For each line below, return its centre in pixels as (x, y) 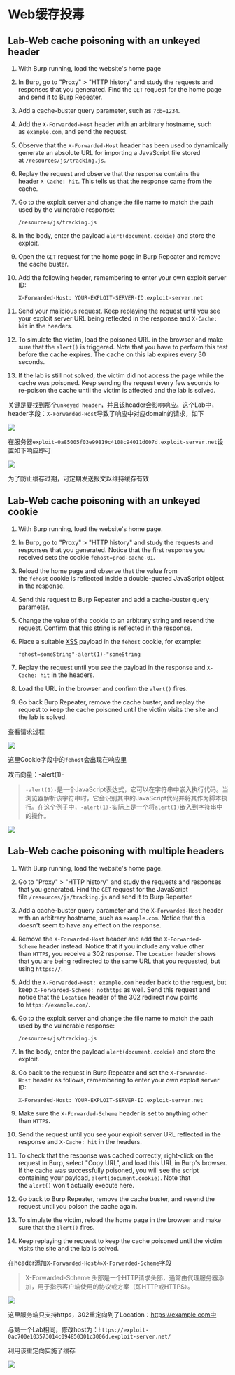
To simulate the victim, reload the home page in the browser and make (120, 1220)
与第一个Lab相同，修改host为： (53, 1329)
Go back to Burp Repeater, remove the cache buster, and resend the (116, 1199)
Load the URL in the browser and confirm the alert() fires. (103, 688)
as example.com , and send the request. (73, 132)
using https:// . (40, 968)
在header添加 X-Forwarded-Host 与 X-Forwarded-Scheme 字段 (90, 1263)
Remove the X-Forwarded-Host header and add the (90, 939)
